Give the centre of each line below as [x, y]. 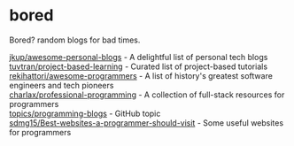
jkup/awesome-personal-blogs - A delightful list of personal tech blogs [139, 57]
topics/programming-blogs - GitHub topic [85, 113]
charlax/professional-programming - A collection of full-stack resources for [147, 95]
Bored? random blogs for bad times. [75, 40]
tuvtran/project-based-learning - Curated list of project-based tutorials [139, 66]
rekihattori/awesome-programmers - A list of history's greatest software [141, 75]
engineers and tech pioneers [62, 85]
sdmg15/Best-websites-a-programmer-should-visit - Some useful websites [147, 123]
